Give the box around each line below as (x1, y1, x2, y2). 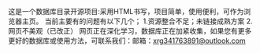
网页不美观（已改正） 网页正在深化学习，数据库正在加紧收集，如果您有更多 (8, 26, 252, 35)
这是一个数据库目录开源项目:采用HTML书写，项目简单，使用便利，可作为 (8, 7, 244, 16)
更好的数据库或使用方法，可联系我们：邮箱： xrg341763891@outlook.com (8, 36, 246, 45)
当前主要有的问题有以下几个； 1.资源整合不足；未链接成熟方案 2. (44, 16, 254, 26)
